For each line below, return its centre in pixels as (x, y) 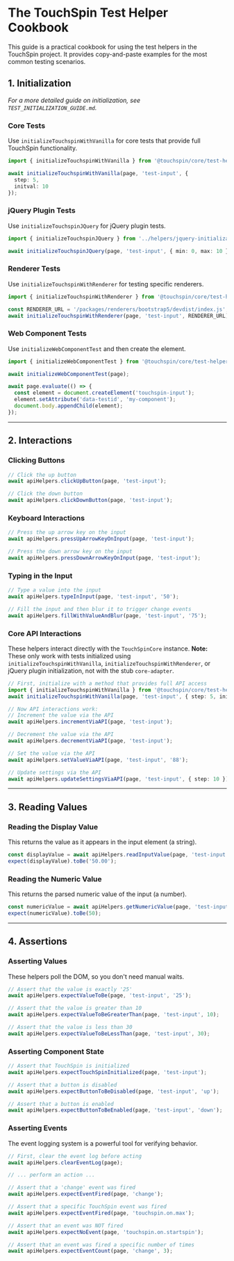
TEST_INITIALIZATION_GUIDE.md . (52, 107)
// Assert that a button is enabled (61, 1104)
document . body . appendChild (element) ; (69, 406)
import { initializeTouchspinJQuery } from (72, 238)
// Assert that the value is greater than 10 (75, 1008)
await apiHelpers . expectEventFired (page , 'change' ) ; (86, 1194)
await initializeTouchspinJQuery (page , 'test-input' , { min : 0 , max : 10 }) (120, 251)
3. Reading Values (48, 807)
